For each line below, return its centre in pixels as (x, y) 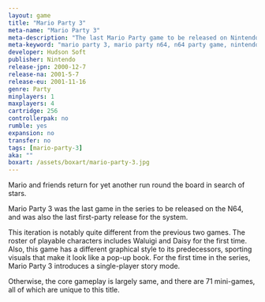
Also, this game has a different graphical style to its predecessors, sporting (130, 249)
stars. (17, 194)
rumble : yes (28, 126)
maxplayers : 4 (32, 104)
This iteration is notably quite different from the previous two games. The (127, 232)
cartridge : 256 (33, 111)
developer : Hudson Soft (47, 52)
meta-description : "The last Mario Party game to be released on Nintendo (134, 38)
